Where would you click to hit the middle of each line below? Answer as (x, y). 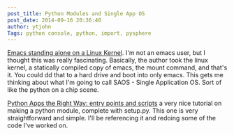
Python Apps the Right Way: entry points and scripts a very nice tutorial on (115, 103)
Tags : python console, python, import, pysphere (79, 33)
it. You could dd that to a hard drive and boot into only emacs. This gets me (115, 75)
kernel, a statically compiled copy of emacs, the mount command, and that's (117, 67)
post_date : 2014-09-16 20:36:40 (54, 20)
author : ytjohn (29, 26)
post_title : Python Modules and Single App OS (76, 14)
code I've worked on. (38, 125)
